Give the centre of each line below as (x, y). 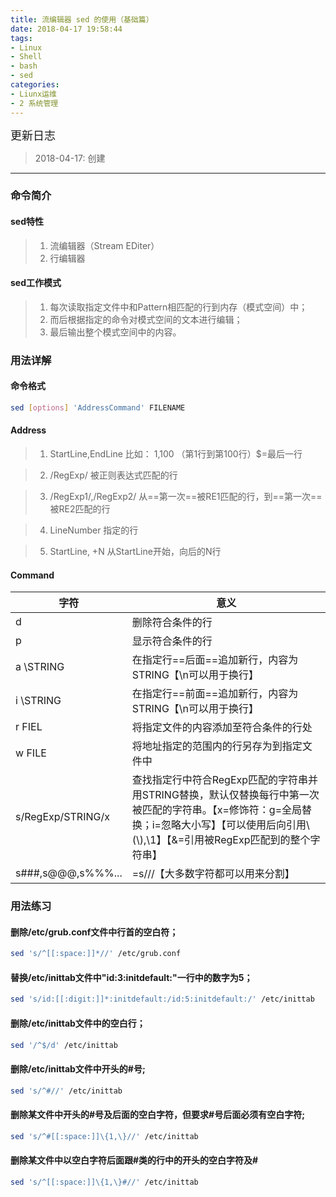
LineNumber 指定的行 (94, 530)
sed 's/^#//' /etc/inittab (66, 1091)
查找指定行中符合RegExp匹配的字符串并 (225, 780)
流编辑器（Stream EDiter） (104, 245)
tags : (21, 38)
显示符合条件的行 (172, 641)
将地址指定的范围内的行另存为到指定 (217, 746)
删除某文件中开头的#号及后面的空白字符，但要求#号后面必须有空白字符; (157, 1115)
